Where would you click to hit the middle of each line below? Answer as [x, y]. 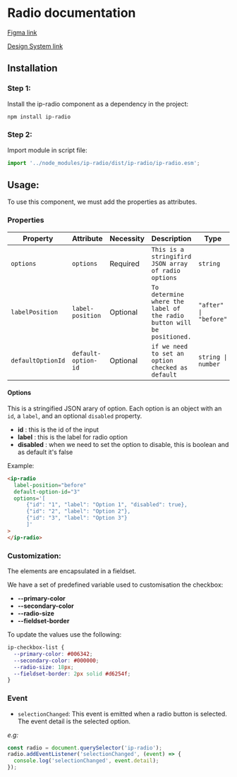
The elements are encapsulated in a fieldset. [72, 571]
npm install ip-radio [39, 117]
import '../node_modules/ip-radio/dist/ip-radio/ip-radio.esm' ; [104, 163]
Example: [21, 465]
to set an [168, 353]
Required [124, 264]
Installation [32, 68]
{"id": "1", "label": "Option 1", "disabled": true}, [107, 505]
